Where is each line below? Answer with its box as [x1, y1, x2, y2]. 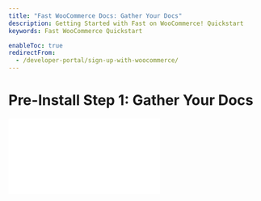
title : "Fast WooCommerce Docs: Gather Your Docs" [8, 11, 183, 20]
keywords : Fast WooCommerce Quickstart [8, 27, 143, 35]
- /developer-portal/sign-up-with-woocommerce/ [15, 57, 179, 65]
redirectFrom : [8, 49, 57, 57]
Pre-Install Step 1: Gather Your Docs [8, 91, 254, 110]
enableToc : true [8, 41, 63, 49]
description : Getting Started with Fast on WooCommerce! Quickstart [8, 19, 244, 27]
